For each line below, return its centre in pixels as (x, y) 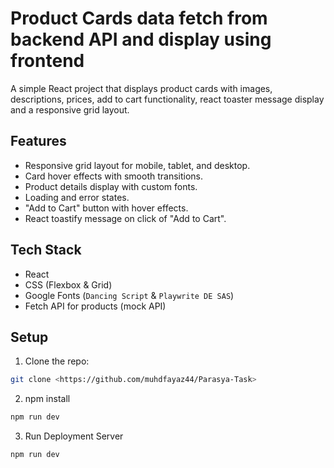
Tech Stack (46, 250)
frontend (47, 61)
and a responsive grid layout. (70, 109)
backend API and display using (141, 39)
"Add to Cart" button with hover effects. (106, 208)
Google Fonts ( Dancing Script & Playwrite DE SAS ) (129, 295)
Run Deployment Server (74, 436)
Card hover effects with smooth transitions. (114, 176)
